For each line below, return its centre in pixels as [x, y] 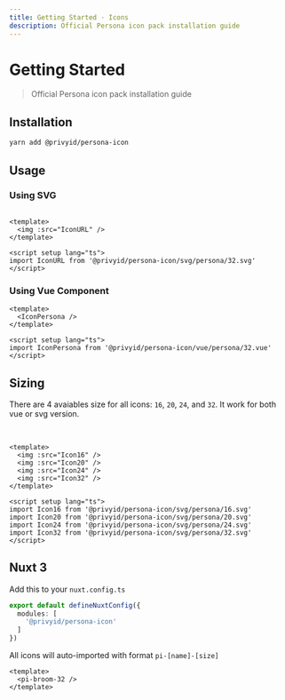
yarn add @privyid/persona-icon [69, 143]
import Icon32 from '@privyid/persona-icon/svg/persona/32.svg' [131, 533]
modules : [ [37, 614]
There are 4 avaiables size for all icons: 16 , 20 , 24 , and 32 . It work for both [143, 404]
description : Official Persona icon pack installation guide [125, 26]
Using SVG [33, 195]
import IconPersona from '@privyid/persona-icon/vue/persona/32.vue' [141, 348]
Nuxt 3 [28, 568]
